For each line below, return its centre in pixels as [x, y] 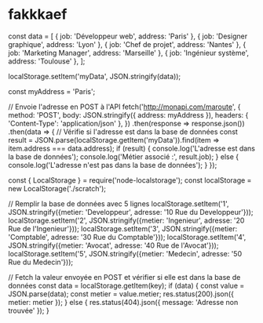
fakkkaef [38, 15]
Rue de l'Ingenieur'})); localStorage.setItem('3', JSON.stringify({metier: [123, 228]
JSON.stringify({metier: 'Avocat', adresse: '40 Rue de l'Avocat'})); [113, 245]
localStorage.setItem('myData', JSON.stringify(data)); [95, 76]
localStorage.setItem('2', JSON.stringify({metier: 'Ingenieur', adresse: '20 [126, 220]
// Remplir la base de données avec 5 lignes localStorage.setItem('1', [119, 203]
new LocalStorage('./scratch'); [57, 188]
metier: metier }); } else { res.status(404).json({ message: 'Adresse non [123, 302]
